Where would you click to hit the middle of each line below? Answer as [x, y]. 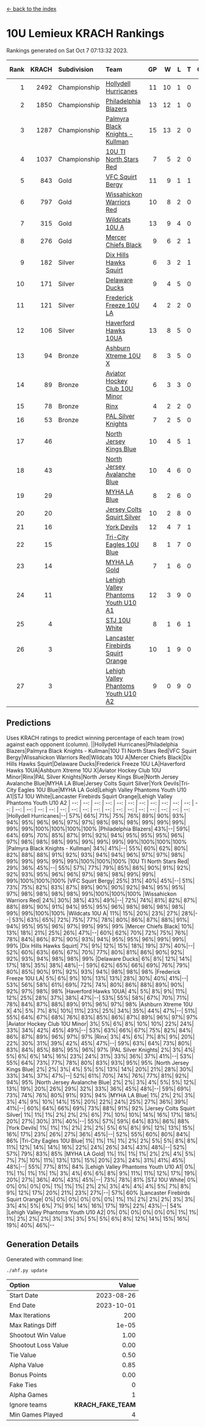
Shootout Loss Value [39, 1345]
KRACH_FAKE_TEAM [105, 1404]
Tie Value [23, 1355]
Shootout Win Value [38, 1335]
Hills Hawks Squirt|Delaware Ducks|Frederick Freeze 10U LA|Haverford [96, 763]
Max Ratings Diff [33, 1325]
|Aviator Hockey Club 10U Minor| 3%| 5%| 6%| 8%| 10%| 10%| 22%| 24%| [100, 1023]
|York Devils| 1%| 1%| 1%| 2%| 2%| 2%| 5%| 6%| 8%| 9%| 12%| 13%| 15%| [101, 1127]
